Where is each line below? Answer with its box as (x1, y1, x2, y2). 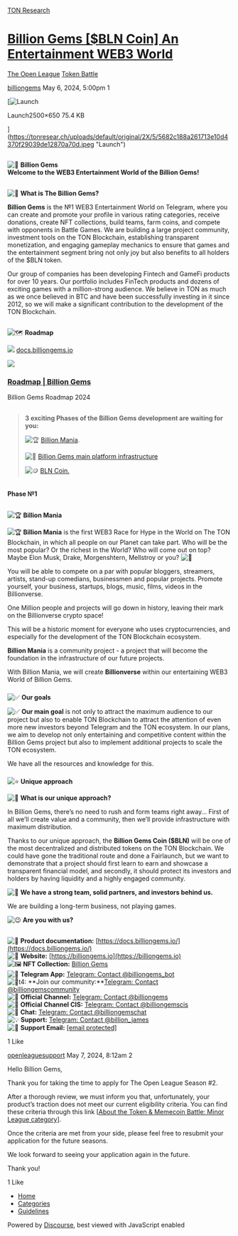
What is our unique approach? (20, 794, 112, 802)
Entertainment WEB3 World (7, 46, 173, 63)
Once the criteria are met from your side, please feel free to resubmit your (7, 1128, 224, 1137)
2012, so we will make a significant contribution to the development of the (7, 299, 224, 308)
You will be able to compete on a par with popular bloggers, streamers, (7, 566, 215, 576)
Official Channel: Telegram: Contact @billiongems (20, 992, 168, 1001)
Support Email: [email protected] (20, 1023, 117, 1032)
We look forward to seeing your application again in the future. (7, 1150, 190, 1158)
